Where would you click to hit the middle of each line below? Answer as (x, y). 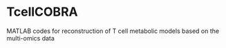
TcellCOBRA (42, 12)
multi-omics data (30, 38)
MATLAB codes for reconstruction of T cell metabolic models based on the (113, 31)
